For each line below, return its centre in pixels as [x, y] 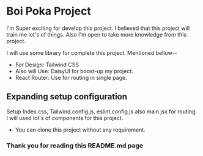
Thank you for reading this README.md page [75, 146]
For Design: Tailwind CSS [47, 65]
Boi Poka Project [49, 11]
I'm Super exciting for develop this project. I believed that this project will [98, 28]
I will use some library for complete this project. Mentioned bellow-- [92, 52]
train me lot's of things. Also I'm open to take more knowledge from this [97, 34]
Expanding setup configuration [67, 97]
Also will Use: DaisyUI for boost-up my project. [74, 71]
